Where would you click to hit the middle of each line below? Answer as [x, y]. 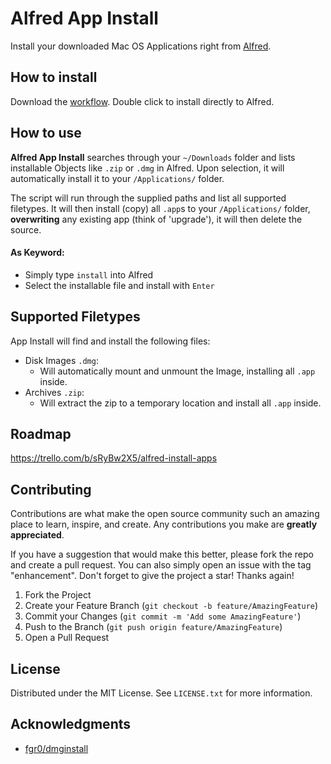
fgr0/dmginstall [56, 748]
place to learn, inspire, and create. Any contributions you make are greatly [164, 524]
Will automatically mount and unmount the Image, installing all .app [177, 371]
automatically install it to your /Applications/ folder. [117, 178]
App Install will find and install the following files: [110, 341]
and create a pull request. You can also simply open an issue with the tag [161, 565]
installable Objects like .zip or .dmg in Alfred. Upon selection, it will [147, 168]
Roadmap [41, 433]
